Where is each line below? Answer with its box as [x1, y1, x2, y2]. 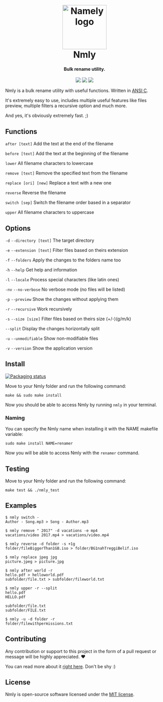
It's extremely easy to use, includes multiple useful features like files [5, 98, 147, 104]
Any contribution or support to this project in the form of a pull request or [5, 648, 157, 654]
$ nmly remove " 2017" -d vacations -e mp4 [5, 528, 98, 533]
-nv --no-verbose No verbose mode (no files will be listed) [5, 286, 126, 292]
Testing [5, 464, 30, 473]
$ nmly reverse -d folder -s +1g [5, 541, 75, 546]
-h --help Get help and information [5, 267, 77, 273]
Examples [5, 501, 37, 510]
